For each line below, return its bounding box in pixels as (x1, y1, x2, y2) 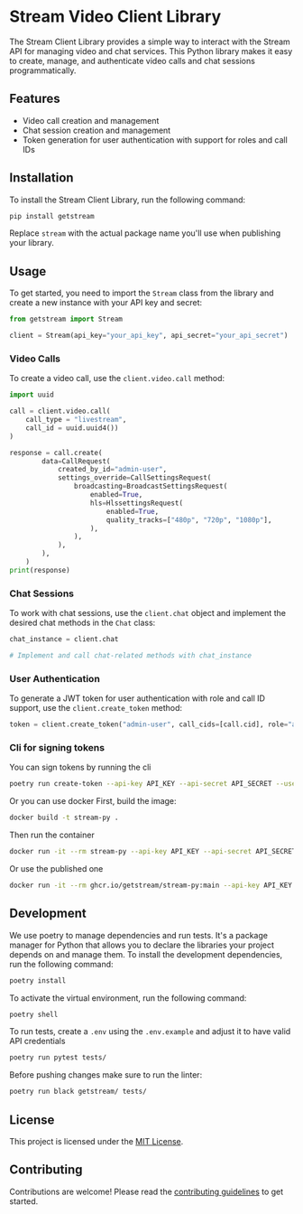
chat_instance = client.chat (9, 635, 119, 644)
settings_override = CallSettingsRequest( (57, 473, 212, 482)
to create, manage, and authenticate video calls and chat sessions (9, 55, 255, 66)
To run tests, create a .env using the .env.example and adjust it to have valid (9, 1026, 291, 1037)
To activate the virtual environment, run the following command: (9, 992, 247, 1004)
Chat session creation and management (22, 125, 171, 135)
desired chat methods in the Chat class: (9, 617, 156, 629)
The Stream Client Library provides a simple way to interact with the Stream (9, 36, 290, 47)
